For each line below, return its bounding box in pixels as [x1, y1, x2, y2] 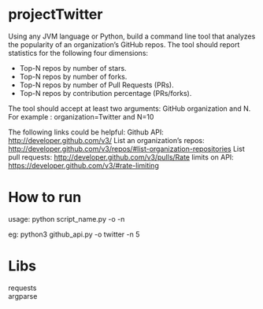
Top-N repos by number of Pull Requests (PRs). [19, 80, 175, 90]
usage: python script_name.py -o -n [8, 214, 125, 223]
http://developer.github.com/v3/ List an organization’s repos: [8, 135, 205, 145]
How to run [8, 189, 82, 206]
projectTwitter [8, 6, 103, 24]
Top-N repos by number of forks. [19, 72, 128, 81]
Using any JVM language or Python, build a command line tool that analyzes [8, 31, 256, 41]
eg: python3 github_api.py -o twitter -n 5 [8, 230, 140, 239]
